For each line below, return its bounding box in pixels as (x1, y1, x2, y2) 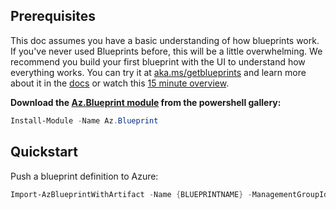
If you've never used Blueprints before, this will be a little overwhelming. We (10, 45, 323, 57)
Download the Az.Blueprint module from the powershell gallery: (10, 96, 282, 108)
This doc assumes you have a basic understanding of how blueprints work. (10, 34, 320, 46)
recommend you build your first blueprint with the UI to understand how (10, 55, 306, 68)
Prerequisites (10, 8, 96, 25)
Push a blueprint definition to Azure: (10, 170, 159, 182)
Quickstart (10, 144, 79, 161)
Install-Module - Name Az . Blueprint (10, 115, 159, 126)
